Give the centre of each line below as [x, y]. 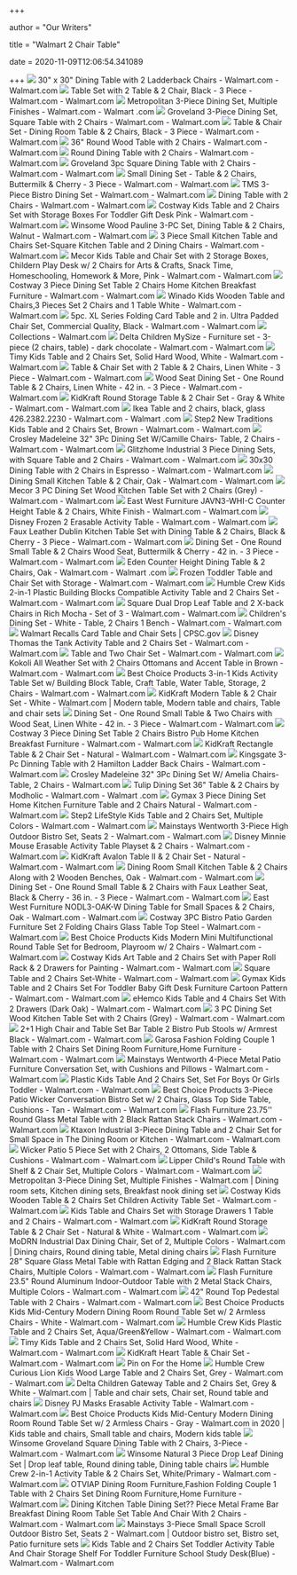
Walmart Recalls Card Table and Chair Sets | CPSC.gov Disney [139, 634]
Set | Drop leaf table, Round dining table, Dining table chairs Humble [139, 1464]
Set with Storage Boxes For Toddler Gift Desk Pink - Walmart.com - [132, 215]
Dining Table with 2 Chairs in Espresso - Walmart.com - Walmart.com [136, 470]
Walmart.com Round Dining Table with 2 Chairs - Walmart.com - [132, 153]
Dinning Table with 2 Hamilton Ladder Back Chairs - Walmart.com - [143, 764]
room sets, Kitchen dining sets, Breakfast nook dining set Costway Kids [145, 1191]
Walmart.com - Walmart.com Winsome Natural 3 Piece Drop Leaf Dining [146, 1453]
